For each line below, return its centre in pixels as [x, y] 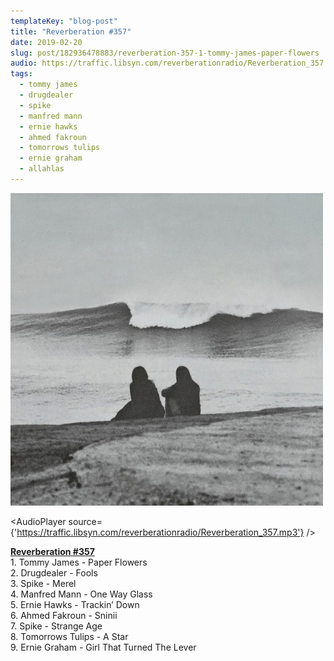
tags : [21, 74]
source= [85, 521]
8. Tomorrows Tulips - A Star [69, 636]
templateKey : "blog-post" [64, 21]
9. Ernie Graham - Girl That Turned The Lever [103, 647]
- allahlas [42, 169]
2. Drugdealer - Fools [54, 572]
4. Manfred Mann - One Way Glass [81, 594]
